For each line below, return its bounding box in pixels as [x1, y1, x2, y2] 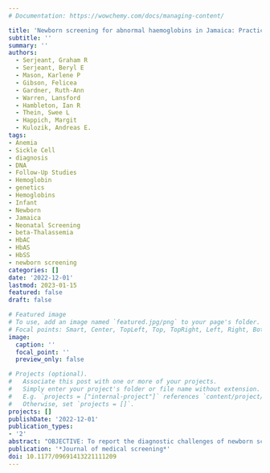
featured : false [8, 288, 63, 297]
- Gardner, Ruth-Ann [15, 86, 84, 94]
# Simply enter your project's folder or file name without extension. [8, 385, 261, 393]
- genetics [8, 184, 45, 192]
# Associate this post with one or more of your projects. [8, 378, 218, 386]
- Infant [8, 198, 38, 206]
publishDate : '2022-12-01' [8, 415, 99, 423]
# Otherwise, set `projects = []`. [8, 400, 135, 408]
